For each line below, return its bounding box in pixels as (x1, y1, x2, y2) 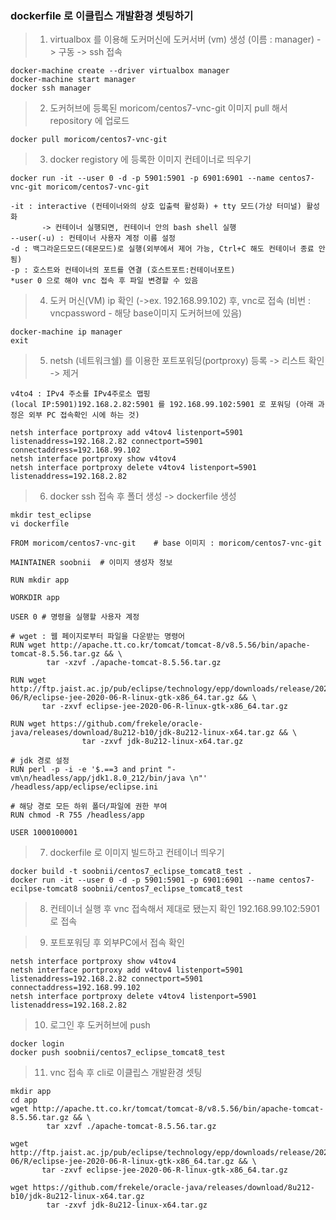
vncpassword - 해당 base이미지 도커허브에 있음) (49, 307, 243, 319)
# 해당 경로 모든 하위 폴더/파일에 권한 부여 (10, 802, 168, 812)
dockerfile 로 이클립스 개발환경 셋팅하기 (10, 8, 194, 22)
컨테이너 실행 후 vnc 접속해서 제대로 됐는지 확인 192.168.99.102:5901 (49, 903, 320, 915)
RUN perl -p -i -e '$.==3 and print (10, 765, 163, 775)
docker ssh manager (10, 83, 92, 94)
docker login (10, 1039, 65, 1049)
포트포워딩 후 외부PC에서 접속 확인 (49, 937, 185, 949)
